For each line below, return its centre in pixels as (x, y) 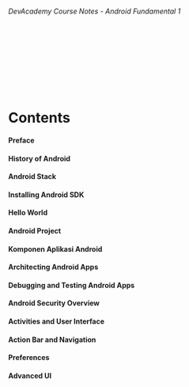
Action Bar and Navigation (52, 340)
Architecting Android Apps (53, 267)
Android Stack (32, 176)
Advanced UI (30, 375)
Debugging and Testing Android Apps (72, 285)
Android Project (35, 230)
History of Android (40, 158)
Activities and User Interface (57, 321)
